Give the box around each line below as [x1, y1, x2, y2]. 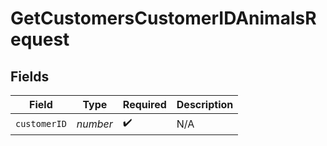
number [76, 117, 113, 131]
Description [176, 98, 234, 111]
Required [122, 98, 167, 111]
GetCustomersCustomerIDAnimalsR [10, 7, 317, 30]
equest [10, 28, 70, 51]
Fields [10, 68, 50, 85]
